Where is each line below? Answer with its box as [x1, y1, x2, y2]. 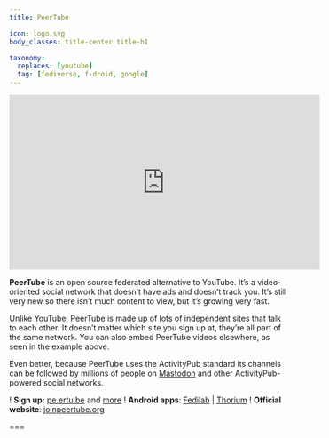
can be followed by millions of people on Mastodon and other [9, 368, 233, 378]
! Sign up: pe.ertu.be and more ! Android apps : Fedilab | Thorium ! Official [9, 394, 282, 405]
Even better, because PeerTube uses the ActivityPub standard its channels [9, 359, 282, 369]
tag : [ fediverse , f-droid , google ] [17, 70, 149, 79]
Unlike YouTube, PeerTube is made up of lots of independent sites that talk [9, 313, 282, 323]
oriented [9, 286, 40, 297]
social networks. [43, 378, 104, 387]
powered [9, 378, 42, 387]
